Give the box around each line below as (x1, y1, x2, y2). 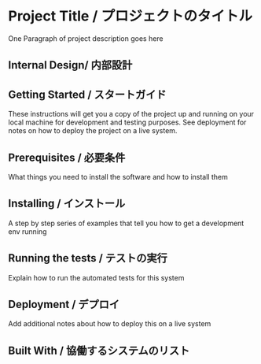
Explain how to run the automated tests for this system (8, 273, 185, 282)
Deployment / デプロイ (8, 297, 120, 311)
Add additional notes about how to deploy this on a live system (8, 319, 211, 329)
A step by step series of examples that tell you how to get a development (8, 218, 244, 228)
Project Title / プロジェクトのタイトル (8, 7, 253, 25)
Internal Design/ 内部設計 (8, 58, 133, 72)
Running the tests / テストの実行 (8, 251, 167, 265)
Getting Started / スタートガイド (8, 87, 167, 101)
